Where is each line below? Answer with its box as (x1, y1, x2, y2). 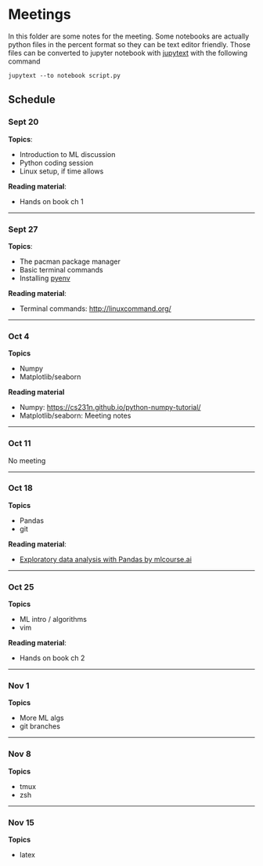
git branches (19, 722, 61, 731)
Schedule (8, 93, 56, 107)
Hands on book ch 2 (19, 653, 85, 663)
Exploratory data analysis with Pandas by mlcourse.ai (19, 554, 192, 564)
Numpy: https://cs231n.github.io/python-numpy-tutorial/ (19, 403, 201, 412)
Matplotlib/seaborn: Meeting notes (19, 411, 131, 421)
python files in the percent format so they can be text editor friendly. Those (8, 39, 250, 49)
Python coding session (19, 158, 94, 167)
